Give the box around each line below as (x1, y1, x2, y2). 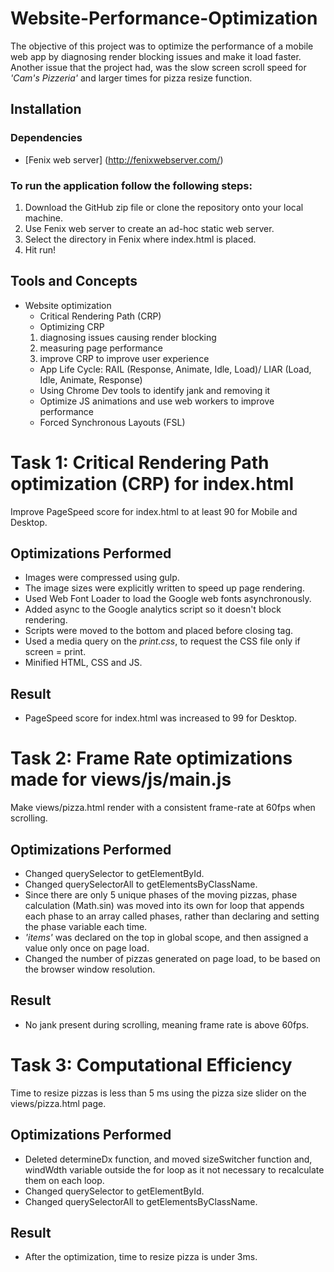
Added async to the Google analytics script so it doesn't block (24, 603, 282, 616)
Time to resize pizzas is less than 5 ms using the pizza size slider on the (10, 1087, 307, 1099)
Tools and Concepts (10, 273, 138, 290)
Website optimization (24, 299, 112, 311)
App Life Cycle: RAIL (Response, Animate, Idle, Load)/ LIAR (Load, (39, 363, 312, 375)
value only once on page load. (24, 942, 150, 954)
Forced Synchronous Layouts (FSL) (39, 416, 186, 428)
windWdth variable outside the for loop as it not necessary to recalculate (24, 1163, 325, 1176)
